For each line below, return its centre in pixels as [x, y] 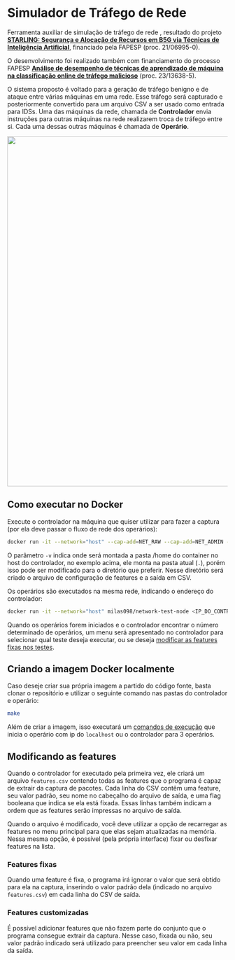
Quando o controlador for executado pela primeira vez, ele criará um [106, 773]
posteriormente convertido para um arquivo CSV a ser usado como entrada [116, 104]
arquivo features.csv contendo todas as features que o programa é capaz [114, 781]
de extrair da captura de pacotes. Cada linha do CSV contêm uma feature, [114, 788]
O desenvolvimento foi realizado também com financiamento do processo [114, 60]
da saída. [20, 950]
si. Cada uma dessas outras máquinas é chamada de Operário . [98, 126]
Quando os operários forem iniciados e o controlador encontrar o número [113, 625]
